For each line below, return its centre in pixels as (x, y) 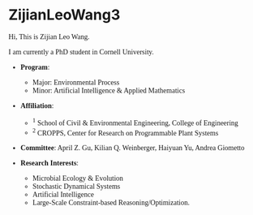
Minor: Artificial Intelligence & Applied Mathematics (109, 90)
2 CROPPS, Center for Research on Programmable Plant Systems (125, 132)
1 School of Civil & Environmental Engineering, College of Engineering (135, 122)
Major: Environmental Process (76, 82)
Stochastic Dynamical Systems (76, 187)
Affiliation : (37, 106)
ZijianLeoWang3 (64, 15)
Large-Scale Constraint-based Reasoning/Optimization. (111, 203)
